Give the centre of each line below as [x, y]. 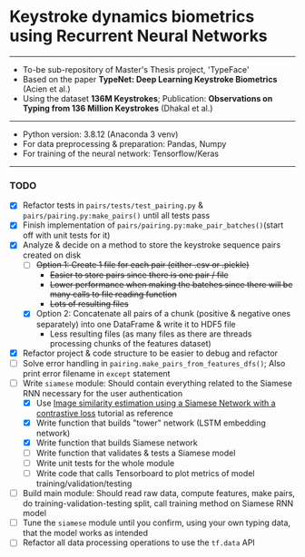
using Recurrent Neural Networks [138, 36]
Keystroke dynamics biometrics [132, 17]
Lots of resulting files [89, 304]
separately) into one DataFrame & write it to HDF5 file [136, 324]
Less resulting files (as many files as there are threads [151, 334]
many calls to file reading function [113, 294]
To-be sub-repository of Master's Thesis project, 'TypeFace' [136, 69]
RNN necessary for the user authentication [103, 393]
